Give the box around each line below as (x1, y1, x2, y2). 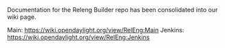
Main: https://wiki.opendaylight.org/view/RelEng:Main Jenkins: (7, 26, 184, 34)
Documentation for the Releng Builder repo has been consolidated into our (7, 6, 218, 14)
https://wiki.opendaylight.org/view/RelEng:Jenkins (7, 33, 150, 41)
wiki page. (7, 13, 36, 21)
